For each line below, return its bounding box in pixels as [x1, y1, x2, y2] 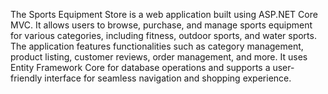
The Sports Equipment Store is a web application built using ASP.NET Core [10, 9, 318, 20]
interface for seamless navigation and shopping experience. [44, 72, 292, 84]
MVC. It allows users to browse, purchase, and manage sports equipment [10, 19, 313, 31]
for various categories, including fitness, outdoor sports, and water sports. [10, 30, 317, 41]
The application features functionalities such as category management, [10, 40, 304, 52]
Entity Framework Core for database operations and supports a [10, 62, 271, 73]
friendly [10, 72, 43, 84]
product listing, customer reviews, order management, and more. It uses [10, 51, 308, 63]
